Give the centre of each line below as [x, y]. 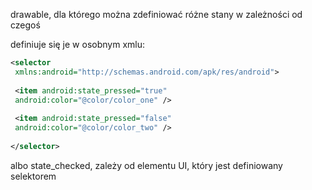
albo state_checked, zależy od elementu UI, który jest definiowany [146, 165]
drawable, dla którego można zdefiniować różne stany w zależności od [156, 14]
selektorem [33, 176]
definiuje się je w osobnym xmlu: [77, 44]
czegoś [25, 25]
